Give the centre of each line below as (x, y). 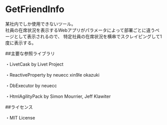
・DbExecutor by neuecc (31, 85)
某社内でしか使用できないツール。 (40, 24)
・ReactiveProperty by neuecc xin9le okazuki (52, 75)
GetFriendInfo (35, 9)
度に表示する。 (21, 43)
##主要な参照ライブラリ (30, 53)
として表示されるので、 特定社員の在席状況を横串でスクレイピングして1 (88, 36)
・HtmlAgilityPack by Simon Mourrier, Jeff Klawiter (58, 96)
